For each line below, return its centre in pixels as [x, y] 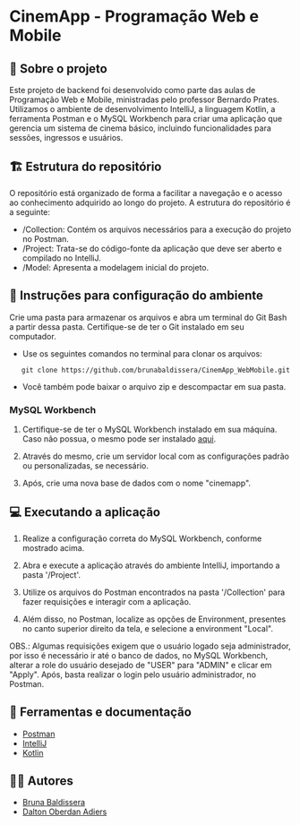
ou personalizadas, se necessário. [86, 465]
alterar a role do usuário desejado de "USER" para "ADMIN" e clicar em [141, 665]
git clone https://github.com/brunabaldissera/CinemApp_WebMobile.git [156, 370]
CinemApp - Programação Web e [134, 17]
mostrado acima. [53, 547]
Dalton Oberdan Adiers [64, 812]
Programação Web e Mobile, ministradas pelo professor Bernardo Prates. [144, 99]
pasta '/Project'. [51, 574]
